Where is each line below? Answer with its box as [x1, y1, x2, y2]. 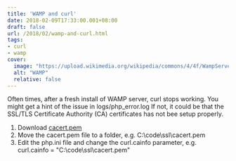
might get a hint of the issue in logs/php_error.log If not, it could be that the [7, 103, 225, 111]
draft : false [7, 23, 46, 30]
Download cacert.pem [17, 124, 82, 132]
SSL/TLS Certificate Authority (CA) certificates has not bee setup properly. [7, 110, 223, 118]
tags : [7, 37, 23, 44]
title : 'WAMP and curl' [7, 10, 77, 18]
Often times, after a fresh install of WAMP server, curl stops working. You [7, 95, 219, 103]
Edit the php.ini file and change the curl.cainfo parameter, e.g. [17, 139, 197, 147]
